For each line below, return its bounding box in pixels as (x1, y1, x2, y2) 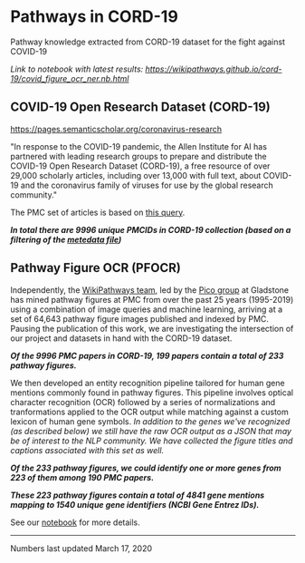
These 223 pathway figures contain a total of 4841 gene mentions (10, 490, 265, 500)
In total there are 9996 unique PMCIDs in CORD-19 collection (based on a (10, 224, 291, 235)
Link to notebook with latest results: (10, 63, 144, 74)
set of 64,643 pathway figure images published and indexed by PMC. (10, 313, 270, 324)
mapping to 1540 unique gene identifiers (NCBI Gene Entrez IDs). (10, 499, 260, 510)
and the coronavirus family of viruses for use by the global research (20, 180, 274, 190)
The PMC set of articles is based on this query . (10, 207, 186, 218)
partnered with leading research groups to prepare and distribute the (10, 150, 267, 161)
